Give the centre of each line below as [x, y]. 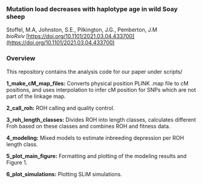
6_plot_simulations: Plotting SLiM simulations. [64, 174]
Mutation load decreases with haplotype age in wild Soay [92, 9]
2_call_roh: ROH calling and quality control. [60, 108]
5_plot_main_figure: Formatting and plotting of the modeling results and [96, 156]
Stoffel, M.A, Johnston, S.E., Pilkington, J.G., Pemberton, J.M [82, 30]
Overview [21, 58]
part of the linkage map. [36, 96]
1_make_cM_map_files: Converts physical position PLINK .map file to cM [97, 83]
